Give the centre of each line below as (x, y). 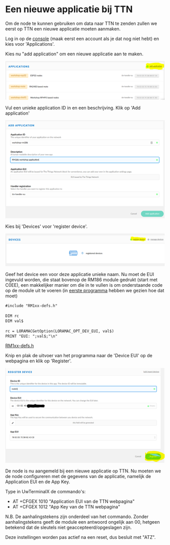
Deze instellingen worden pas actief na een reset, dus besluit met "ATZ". (80, 537)
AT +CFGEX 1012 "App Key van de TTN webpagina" (66, 507)
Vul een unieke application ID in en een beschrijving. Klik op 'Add (73, 108)
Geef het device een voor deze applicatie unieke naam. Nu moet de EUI (80, 274)
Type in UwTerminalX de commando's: (46, 492)
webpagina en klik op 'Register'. (38, 361)
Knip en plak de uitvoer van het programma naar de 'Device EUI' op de (79, 355)
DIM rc (12, 316)
